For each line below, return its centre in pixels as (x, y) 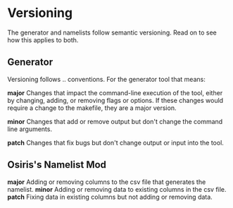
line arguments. (30, 129)
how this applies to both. (43, 39)
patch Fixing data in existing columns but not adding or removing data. (110, 197)
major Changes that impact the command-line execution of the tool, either (115, 92)
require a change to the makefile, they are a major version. (92, 108)
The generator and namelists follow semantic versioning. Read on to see (112, 32)
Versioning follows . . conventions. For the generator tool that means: (106, 79)
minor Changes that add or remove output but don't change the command (115, 121)
